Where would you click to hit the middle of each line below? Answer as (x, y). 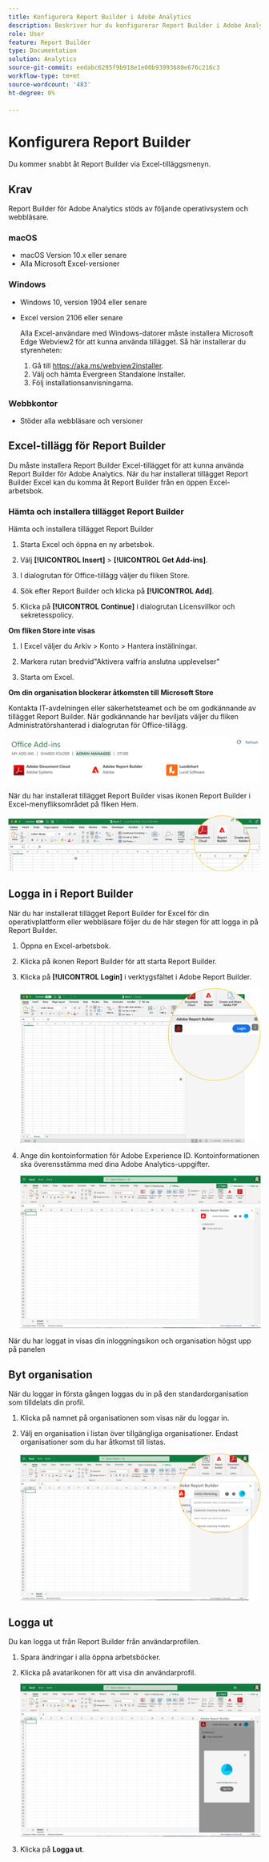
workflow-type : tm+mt (44, 76)
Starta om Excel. (47, 678)
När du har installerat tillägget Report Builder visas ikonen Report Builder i (129, 795)
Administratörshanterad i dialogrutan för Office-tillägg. (98, 726)
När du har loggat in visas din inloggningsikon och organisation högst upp (130, 1341)
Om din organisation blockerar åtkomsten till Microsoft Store (111, 693)
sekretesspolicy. (47, 615)
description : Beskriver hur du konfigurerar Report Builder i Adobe (125, 25)
